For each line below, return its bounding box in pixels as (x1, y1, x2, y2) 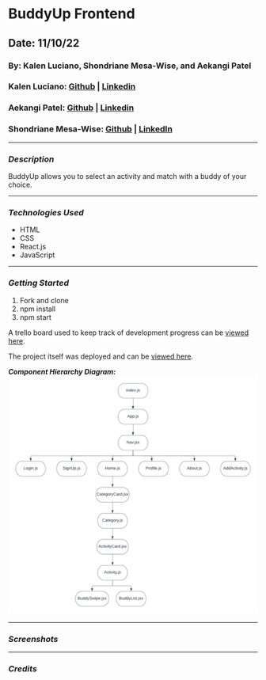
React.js (19, 242, 47, 252)
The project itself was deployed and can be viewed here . (8, 351, 194, 361)
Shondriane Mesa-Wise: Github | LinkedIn (8, 123, 173, 135)
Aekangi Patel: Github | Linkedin (8, 102, 135, 113)
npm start (19, 312, 51, 321)
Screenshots (8, 633, 59, 644)
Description (8, 154, 55, 165)
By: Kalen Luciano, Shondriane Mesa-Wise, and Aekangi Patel (8, 60, 252, 71)
